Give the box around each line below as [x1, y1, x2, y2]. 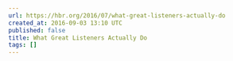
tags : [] [8, 41, 37, 49]
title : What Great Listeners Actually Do [8, 33, 148, 42]
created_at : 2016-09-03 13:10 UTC [8, 19, 123, 27]
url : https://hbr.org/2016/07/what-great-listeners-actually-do [8, 11, 226, 20]
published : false [8, 26, 66, 34]
